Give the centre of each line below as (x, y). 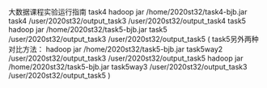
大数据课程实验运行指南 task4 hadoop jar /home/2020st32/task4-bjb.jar (128, 12)
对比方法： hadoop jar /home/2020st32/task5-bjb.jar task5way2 (116, 49)
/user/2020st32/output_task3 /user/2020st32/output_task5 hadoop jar (126, 58)
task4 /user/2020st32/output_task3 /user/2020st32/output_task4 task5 (127, 21)
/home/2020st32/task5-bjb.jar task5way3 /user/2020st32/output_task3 (128, 67)
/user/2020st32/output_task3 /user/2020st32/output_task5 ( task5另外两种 (133, 39)
